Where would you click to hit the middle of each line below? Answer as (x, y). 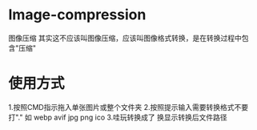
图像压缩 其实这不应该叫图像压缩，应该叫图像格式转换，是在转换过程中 (125, 38)
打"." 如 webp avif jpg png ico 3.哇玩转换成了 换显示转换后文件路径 (118, 117)
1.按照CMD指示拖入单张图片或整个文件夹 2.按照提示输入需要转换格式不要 (128, 107)
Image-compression (77, 15)
